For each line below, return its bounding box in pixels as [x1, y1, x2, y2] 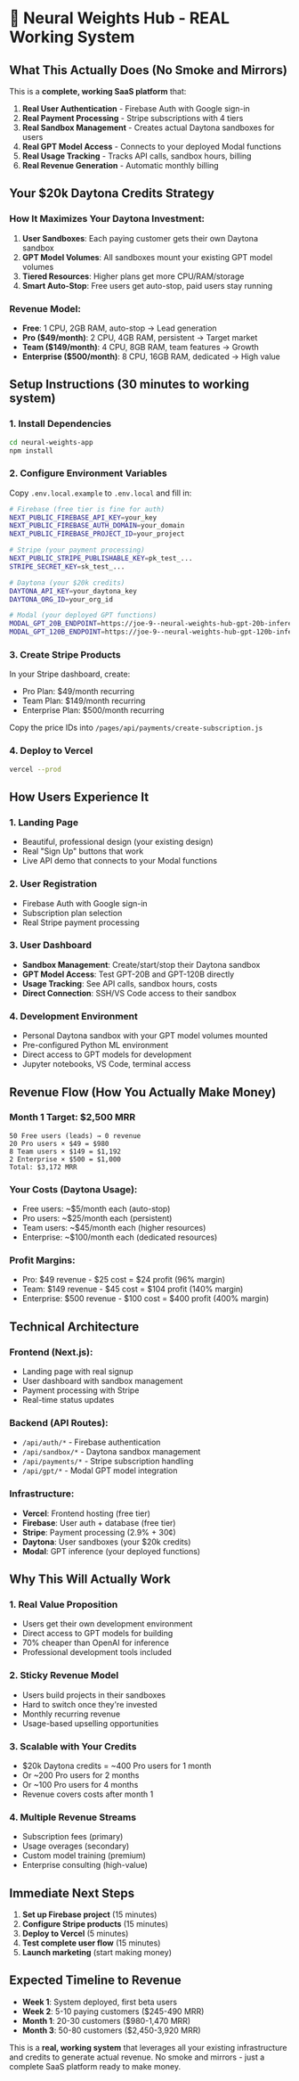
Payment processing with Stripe [21, 1385, 140, 1396]
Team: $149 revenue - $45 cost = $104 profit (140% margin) [21, 1283, 244, 1295]
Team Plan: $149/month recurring [21, 695, 146, 707]
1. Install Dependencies [9, 418, 112, 430]
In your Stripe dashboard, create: [9, 668, 131, 680]
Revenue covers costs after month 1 [21, 1789, 154, 1799]
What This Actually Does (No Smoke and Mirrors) [9, 62, 287, 78]
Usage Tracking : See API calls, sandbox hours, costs [21, 978, 218, 988]
